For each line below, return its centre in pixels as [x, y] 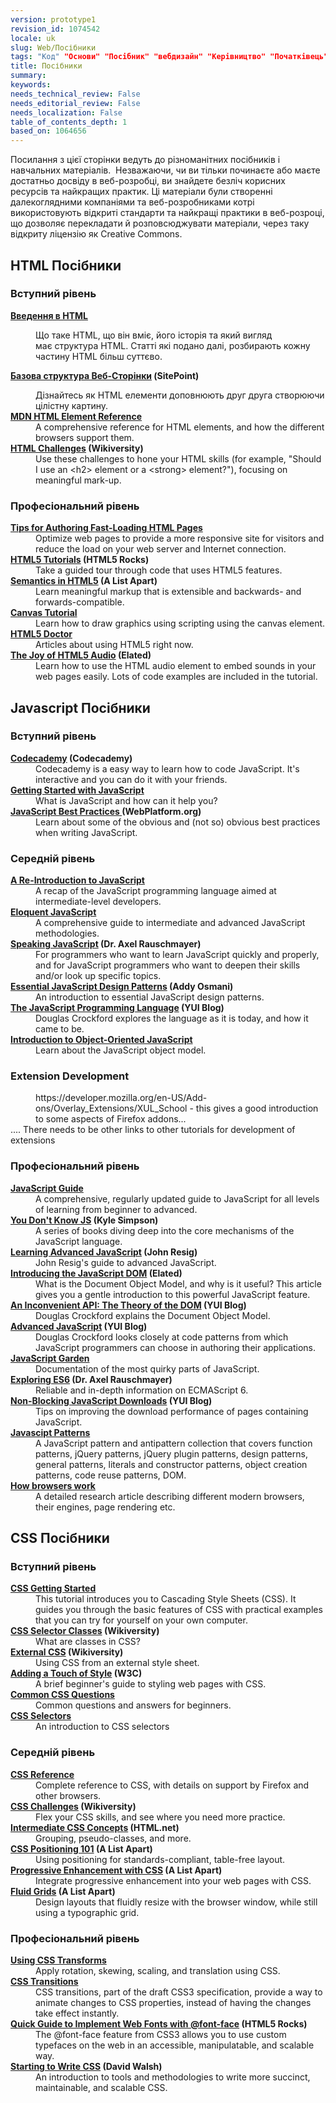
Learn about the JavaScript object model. [121, 1050]
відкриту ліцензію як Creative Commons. [96, 234]
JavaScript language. [79, 1241]
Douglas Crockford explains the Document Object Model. [153, 1315]
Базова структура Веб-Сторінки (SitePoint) [105, 375]
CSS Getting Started [53, 1588]
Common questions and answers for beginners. [133, 1705]
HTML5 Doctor [41, 634]
